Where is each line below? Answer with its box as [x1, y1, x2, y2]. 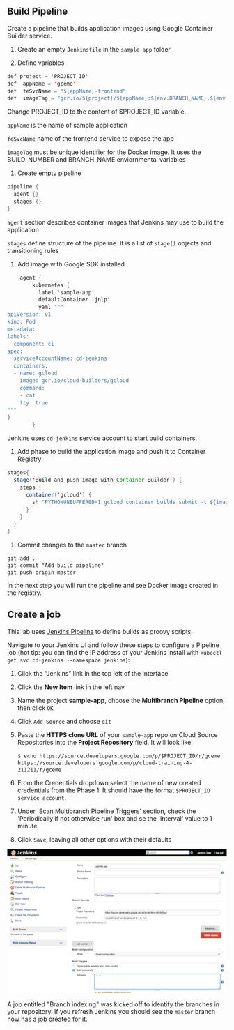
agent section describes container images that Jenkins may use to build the [7, 218, 224, 226]
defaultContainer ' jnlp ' [38, 296, 111, 303]
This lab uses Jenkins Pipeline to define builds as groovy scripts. [7, 627, 193, 635]
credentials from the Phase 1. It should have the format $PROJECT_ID [17, 786, 210, 794]
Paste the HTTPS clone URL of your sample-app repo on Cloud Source [17, 730, 218, 739]
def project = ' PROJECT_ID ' [7, 73, 89, 79]
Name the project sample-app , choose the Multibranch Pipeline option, [17, 696, 225, 704]
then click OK [17, 704, 54, 712]
